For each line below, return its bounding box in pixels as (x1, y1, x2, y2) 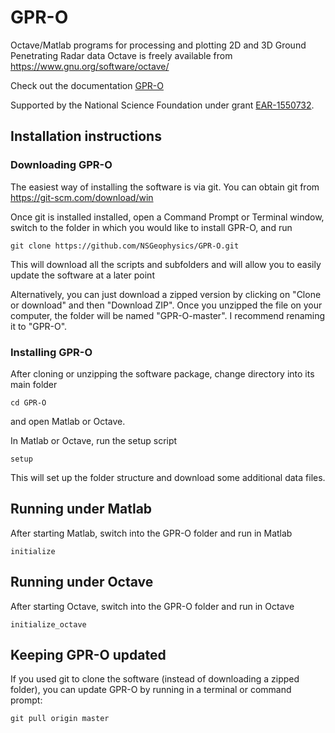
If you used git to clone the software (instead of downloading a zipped (10, 673, 300, 685)
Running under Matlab (10, 501, 153, 518)
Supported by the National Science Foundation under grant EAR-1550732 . (10, 99, 315, 111)
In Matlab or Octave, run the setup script (10, 434, 178, 446)
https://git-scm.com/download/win (10, 191, 154, 203)
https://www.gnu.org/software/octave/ (10, 60, 170, 72)
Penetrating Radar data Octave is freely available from (10, 49, 233, 61)
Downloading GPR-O (10, 158, 113, 172)
